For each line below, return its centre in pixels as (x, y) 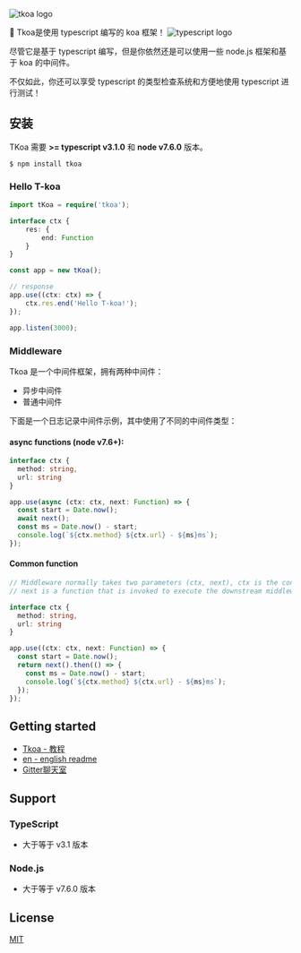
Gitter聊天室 (44, 769)
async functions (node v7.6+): (67, 442)
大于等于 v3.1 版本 (55, 844)
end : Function (68, 237)
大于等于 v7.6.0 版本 (59, 889)
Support (33, 798)
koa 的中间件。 (47, 62)
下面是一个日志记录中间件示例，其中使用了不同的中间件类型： (123, 420)
